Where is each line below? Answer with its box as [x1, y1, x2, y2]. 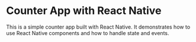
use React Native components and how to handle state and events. [6, 29, 169, 36]
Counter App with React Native [6, 4, 162, 17]
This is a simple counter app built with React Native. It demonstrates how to [6, 23, 191, 30]
